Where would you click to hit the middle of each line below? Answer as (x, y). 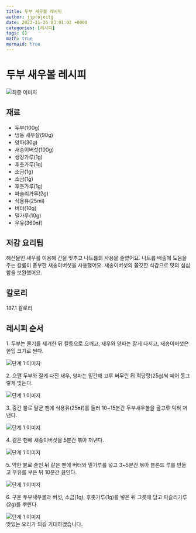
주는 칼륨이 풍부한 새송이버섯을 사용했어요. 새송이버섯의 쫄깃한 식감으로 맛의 (93, 265)
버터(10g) (25, 208)
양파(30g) (26, 142)
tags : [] (17, 33)
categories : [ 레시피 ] (31, 28)
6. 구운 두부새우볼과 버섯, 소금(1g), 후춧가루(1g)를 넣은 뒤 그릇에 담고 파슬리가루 (97, 497)
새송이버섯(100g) (34, 149)
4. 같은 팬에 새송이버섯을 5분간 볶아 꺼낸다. (55, 440)
